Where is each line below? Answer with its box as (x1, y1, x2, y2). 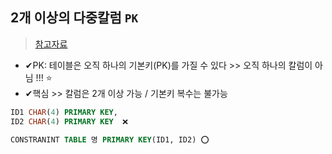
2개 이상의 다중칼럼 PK (10, 9, 139, 27)
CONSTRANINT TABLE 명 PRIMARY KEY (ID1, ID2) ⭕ (10, 134, 210, 145)
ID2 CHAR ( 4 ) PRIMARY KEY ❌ (10, 116, 129, 127)
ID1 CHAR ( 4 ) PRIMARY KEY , (10, 107, 118, 117)
